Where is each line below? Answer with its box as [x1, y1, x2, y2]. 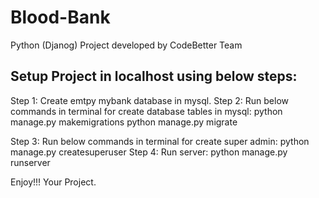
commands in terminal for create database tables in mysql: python [10, 105, 283, 117]
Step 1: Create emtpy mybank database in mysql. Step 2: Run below [10, 94, 289, 106]
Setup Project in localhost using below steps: [10, 68, 298, 85]
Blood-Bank [10, 6, 111, 29]
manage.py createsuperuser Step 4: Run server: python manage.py [10, 146, 288, 158]
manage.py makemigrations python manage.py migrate [10, 116, 238, 128]
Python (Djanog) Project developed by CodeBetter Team [10, 39, 243, 51]
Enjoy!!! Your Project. [10, 176, 97, 188]
